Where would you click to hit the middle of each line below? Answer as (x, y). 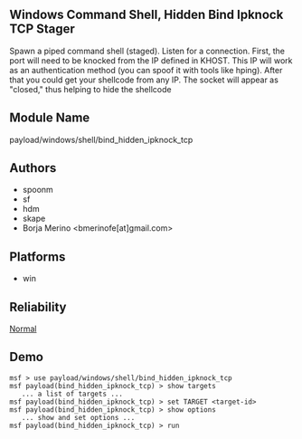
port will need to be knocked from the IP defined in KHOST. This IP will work (151, 60)
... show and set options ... (78, 417)
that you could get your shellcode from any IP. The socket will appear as (144, 80)
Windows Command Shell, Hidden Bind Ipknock (146, 15)
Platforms (38, 257)
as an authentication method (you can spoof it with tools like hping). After (146, 70)
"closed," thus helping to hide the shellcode (90, 89)
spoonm (38, 190)
